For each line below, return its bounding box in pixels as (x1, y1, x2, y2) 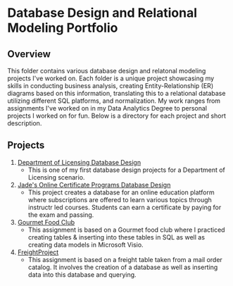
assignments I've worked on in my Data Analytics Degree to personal (7, 104, 208, 112)
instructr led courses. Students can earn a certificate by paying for (27, 203, 222, 211)
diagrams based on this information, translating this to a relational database (7, 89, 226, 97)
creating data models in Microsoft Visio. (27, 240, 144, 249)
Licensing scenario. (27, 173, 85, 181)
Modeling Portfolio (7, 20, 118, 36)
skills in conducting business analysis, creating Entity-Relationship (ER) (7, 82, 213, 89)
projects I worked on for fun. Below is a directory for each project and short (7, 111, 227, 120)
